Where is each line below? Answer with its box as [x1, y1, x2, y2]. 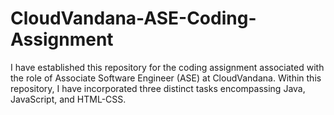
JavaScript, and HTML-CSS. [10, 93, 127, 105]
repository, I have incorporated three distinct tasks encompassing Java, [10, 82, 306, 94]
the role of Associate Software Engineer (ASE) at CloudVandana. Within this [10, 72, 322, 84]
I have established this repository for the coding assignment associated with [10, 61, 325, 73]
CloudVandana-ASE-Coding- [10, 7, 257, 30]
